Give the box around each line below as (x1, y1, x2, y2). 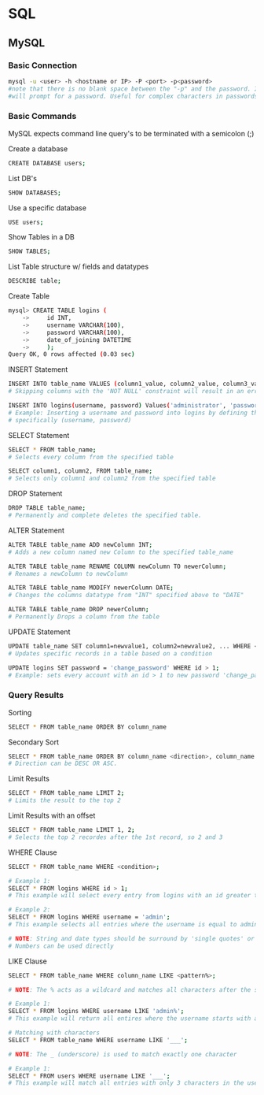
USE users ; (8, 218, 44, 226)
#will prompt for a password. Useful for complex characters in (8, 92, 223, 100)
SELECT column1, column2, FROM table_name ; (8, 467, 153, 475)
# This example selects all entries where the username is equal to (8, 921, 237, 929)
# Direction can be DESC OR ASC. (8, 759, 118, 768)
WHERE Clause (8, 848, 57, 857)
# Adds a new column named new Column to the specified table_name (8, 548, 234, 556)
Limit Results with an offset (8, 811, 96, 820)
